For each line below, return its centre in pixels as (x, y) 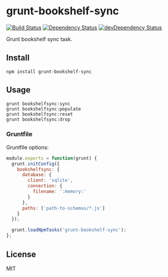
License (21, 254)
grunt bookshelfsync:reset (40, 114)
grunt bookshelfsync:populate (44, 109)
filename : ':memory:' (59, 192)
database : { (37, 175)
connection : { (45, 186)
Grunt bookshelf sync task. (39, 39)
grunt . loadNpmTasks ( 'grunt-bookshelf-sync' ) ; (69, 230)
